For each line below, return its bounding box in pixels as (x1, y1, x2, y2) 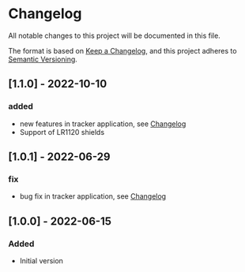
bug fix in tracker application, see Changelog (19, 192, 167, 201)
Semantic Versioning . (8, 54, 77, 64)
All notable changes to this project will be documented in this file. (8, 31, 221, 40)
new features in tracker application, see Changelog (19, 119, 187, 129)
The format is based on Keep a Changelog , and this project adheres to (8, 46, 237, 55)
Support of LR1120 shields (19, 127, 105, 136)
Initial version (19, 256, 63, 265)
